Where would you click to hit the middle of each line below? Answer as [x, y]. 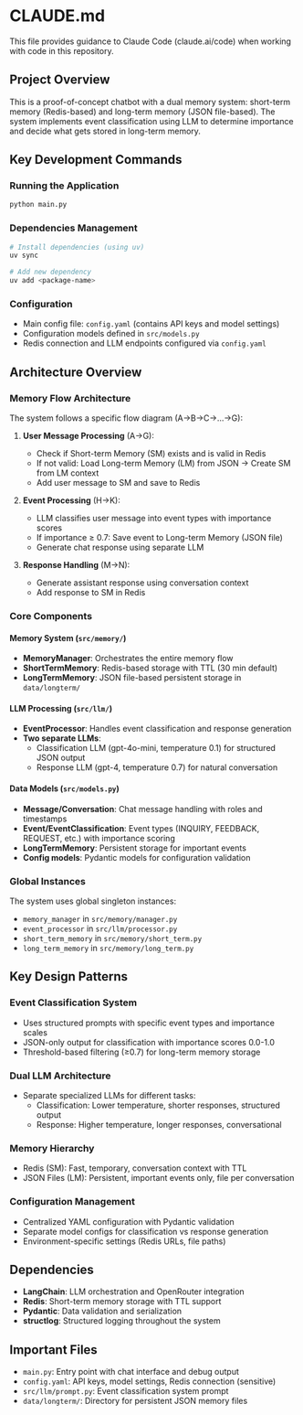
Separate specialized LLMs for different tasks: [109, 1095]
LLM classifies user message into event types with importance [154, 519]
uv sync [24, 256]
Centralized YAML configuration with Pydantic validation [128, 1221]
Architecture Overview [76, 372]
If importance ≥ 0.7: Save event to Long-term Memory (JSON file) [159, 538]
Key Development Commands [96, 160]
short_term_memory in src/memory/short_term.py [112, 938]
